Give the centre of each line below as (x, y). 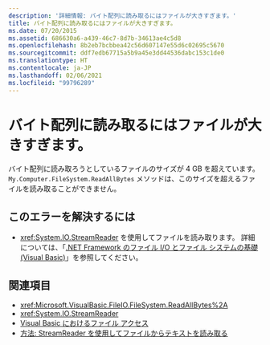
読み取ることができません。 (75, 189)
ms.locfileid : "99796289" (51, 83)
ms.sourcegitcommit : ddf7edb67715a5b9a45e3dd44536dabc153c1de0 (117, 53)
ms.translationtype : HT (48, 61)
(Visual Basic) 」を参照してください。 (81, 258)
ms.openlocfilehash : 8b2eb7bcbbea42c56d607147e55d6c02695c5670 (117, 46)
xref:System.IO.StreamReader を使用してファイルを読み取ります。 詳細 (137, 237)
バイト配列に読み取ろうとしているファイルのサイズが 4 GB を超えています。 (134, 168)
